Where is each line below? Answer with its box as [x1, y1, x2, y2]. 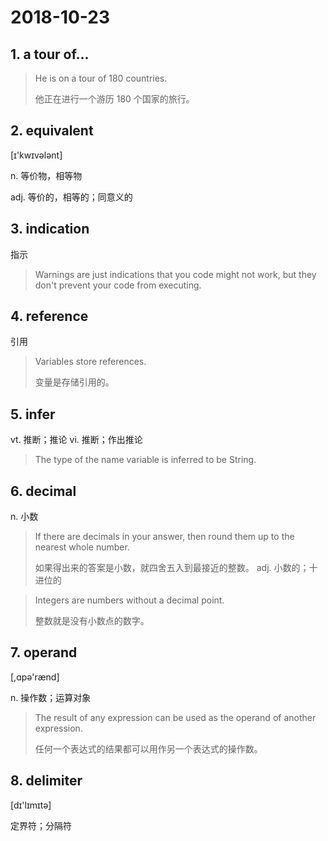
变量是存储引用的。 [34, 376, 115, 388]
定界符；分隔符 [10, 819, 72, 831]
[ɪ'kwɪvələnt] [10, 149, 63, 161]
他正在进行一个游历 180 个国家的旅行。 [34, 93, 195, 105]
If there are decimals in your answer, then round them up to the [34, 531, 295, 543]
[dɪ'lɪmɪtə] [10, 799, 52, 811]
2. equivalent [10, 122, 94, 140]
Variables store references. [34, 356, 147, 368]
